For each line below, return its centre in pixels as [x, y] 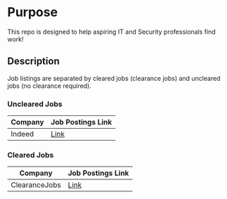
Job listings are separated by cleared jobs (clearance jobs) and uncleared [114, 78]
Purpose [33, 12]
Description [33, 62]
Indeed [22, 134]
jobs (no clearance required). [49, 86]
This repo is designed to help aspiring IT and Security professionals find [111, 32]
